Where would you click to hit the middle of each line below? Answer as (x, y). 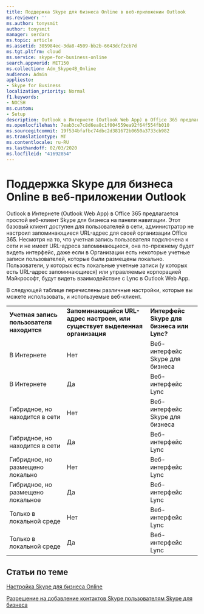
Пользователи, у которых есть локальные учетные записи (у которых (97, 265)
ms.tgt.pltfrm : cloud (34, 52)
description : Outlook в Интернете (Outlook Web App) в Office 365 (92, 120)
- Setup (16, 114)
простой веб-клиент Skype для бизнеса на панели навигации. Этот (93, 220)
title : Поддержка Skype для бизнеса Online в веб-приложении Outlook (96, 12)
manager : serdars (28, 35)
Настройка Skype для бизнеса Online (55, 587)
